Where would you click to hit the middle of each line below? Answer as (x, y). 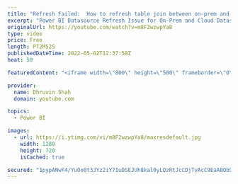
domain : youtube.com (44, 99)
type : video (25, 34)
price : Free (25, 40)
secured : (20, 170)
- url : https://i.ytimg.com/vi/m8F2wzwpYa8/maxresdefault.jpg (107, 137)
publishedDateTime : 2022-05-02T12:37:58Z (69, 54)
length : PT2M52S (31, 47)
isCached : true (42, 157)
